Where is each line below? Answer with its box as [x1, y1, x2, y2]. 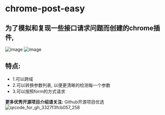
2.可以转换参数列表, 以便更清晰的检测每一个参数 [12, 82, 111, 88]
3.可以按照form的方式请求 [12, 88, 66, 94]
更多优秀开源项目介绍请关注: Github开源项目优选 [5, 99, 104, 105]
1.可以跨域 [12, 76, 33, 82]
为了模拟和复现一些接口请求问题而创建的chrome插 [5, 24, 161, 32]
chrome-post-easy [5, 3, 85, 14]
